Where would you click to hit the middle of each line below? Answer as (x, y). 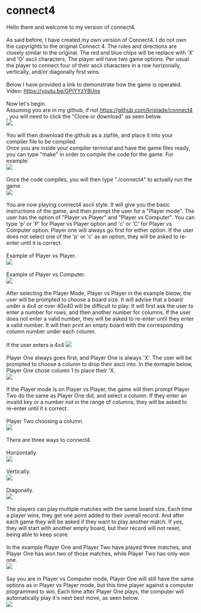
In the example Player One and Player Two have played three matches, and (99, 547)
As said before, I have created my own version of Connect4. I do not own (97, 40)
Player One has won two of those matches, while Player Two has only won (98, 554)
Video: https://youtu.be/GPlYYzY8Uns (53, 91)
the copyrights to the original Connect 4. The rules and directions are (91, 46)
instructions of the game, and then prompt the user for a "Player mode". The (100, 211)
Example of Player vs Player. (41, 255)
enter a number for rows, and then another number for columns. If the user (98, 312)
